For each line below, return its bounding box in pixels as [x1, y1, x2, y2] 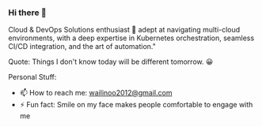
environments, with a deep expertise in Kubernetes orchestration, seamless [8, 33, 255, 43]
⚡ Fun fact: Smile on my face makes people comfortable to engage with [19, 100, 253, 110]
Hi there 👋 [8, 7, 47, 18]
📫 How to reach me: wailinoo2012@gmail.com [19, 88, 173, 98]
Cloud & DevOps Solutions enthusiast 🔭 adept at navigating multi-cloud [8, 25, 241, 35]
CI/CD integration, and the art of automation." [8, 42, 157, 51]
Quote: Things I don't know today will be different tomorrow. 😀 [8, 57, 214, 66]
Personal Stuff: [8, 73, 57, 82]
